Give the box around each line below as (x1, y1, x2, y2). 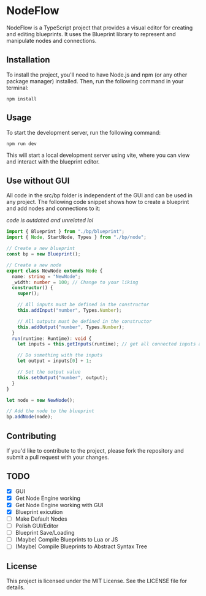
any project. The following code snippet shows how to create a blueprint (6, 198, 189, 206)
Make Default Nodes (15, 515, 67, 522)
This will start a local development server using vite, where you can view (6, 151, 190, 159)
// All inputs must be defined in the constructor (17, 301, 150, 308)
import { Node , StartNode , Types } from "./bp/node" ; (6, 234, 147, 241)
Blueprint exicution (15, 508, 63, 515)
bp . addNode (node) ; (6, 414, 53, 420)
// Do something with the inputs (17, 352, 103, 358)
